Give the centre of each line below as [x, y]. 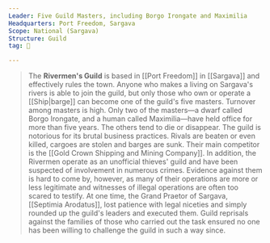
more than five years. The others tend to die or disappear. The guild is [144, 128]
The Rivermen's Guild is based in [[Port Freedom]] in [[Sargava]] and [144, 76]
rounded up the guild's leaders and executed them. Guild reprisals [138, 213]
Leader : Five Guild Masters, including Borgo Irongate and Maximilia [128, 16]
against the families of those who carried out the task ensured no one [144, 222]
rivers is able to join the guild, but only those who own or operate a [139, 93]
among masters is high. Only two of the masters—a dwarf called [135, 111]
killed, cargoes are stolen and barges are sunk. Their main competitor [144, 145]
